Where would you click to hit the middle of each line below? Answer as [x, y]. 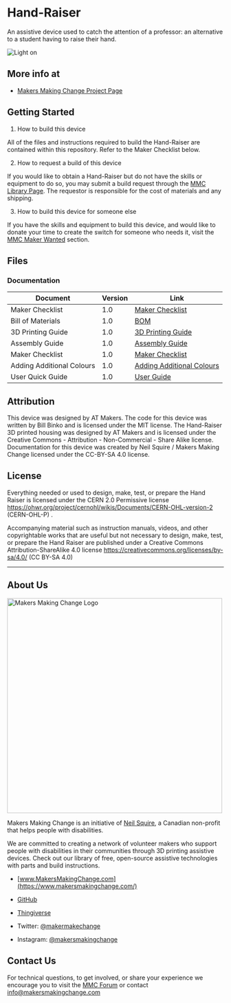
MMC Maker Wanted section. [48, 239]
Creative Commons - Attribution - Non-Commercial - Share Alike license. [110, 440]
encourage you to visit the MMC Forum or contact [78, 984]
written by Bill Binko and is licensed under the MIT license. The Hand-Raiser [114, 425]
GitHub [27, 899]
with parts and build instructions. [54, 865]
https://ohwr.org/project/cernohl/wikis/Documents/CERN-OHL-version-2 [110, 507]
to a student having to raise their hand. [62, 39]
